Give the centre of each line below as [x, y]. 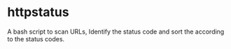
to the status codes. [36, 38]
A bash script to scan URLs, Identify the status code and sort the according [116, 31]
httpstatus [38, 12]
